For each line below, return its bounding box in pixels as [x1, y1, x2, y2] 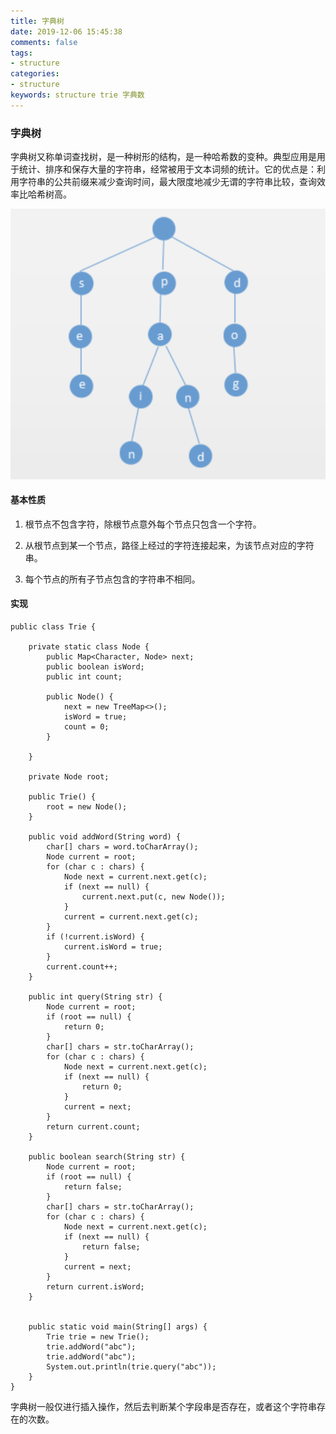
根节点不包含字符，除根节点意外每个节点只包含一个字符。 [24, 518, 262, 530]
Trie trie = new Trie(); [46, 1332, 150, 1342]
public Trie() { [28, 792, 97, 802]
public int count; [46, 672, 123, 682]
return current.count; [46, 1122, 141, 1132]
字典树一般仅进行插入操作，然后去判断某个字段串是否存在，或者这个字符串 [10, 1401, 317, 1413]
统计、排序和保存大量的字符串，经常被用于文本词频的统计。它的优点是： [18, 163, 317, 175]
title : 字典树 [10, 16, 65, 26]
